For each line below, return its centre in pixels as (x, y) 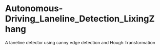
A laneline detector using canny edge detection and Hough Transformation (80, 42)
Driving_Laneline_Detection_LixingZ (80, 19)
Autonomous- (34, 8)
